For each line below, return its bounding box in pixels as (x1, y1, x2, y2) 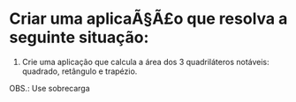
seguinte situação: (9, 27, 149, 47)
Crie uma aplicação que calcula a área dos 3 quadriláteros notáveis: (21, 56, 269, 67)
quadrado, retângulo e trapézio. (21, 66, 138, 76)
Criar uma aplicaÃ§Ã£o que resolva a (9, 9, 288, 29)
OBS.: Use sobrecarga (9, 83, 90, 93)
